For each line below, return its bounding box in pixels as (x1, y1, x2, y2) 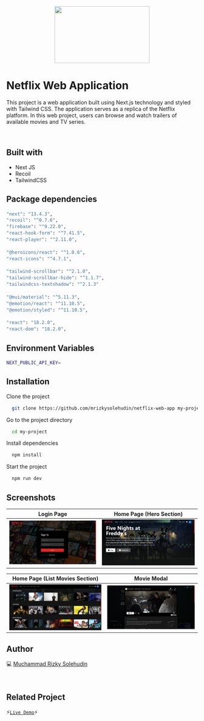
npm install (12, 452, 42, 458)
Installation (6, 376, 50, 387)
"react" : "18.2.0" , (6, 320, 56, 326)
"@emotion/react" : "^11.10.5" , (6, 300, 86, 306)
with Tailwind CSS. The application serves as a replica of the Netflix (6, 105, 175, 112)
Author (6, 643, 33, 654)
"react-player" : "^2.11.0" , (6, 237, 78, 243)
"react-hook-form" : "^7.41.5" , (6, 230, 86, 236)
